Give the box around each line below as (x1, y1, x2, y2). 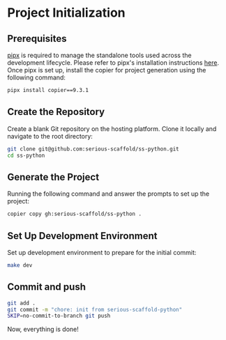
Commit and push (7, 281, 86, 293)
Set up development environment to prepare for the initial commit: (7, 248, 197, 256)
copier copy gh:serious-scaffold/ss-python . (7, 210, 142, 217)
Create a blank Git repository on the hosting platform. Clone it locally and (7, 124, 217, 133)
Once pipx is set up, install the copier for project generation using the (7, 66, 206, 74)
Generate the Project (7, 171, 100, 183)
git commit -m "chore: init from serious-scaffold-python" (7, 306, 183, 313)
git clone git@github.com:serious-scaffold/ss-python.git (7, 145, 179, 153)
